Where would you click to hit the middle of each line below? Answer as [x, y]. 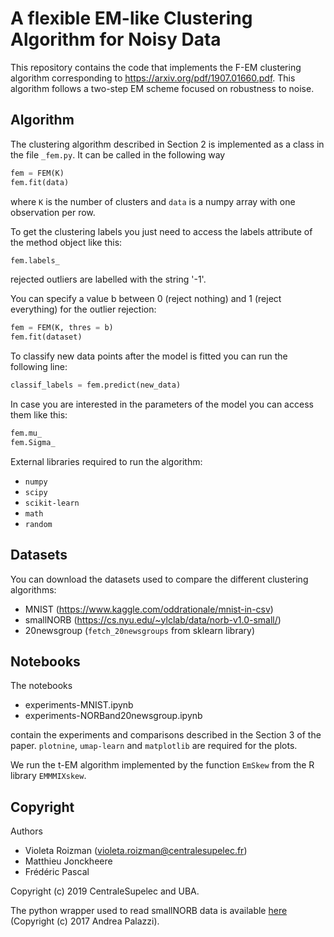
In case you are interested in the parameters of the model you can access [162, 404]
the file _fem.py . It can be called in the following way [118, 154]
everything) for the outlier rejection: [83, 309]
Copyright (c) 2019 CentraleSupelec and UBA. [105, 891]
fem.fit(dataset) [46, 337]
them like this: [39, 415]
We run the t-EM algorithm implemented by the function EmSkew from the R [162, 765]
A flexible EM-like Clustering [131, 18]
